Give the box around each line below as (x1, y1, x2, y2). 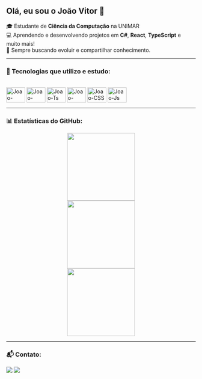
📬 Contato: (6, 350, 41, 359)
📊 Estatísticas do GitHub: (6, 117, 83, 125)
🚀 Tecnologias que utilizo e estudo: (6, 67, 111, 75)
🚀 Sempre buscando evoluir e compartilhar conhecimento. (6, 46, 151, 54)
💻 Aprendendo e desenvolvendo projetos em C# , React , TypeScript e (6, 31, 182, 39)
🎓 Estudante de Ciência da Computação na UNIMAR (6, 22, 140, 29)
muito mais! (6, 40, 35, 47)
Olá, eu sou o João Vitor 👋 (6, 6, 105, 16)
